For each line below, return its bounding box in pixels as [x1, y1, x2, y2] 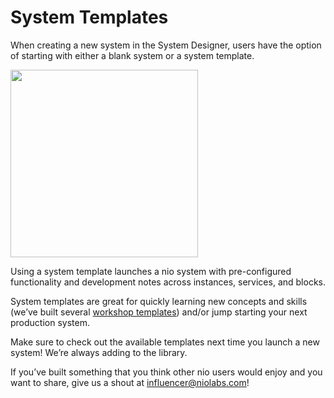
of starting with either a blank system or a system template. [10, 49, 255, 61]
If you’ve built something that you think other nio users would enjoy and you [10, 366, 323, 378]
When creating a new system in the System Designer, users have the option [10, 39, 322, 51]
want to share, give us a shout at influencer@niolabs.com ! [10, 376, 250, 388]
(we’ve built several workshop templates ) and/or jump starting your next [10, 306, 308, 318]
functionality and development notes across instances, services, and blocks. [10, 276, 326, 288]
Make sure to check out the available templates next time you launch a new [10, 336, 320, 348]
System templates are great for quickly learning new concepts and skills [10, 295, 308, 307]
